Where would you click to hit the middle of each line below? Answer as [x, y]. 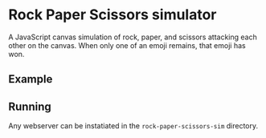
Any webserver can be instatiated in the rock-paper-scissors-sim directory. [133, 126]
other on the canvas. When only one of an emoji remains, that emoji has [127, 45]
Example [31, 79]
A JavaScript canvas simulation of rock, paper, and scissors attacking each [133, 37]
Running [30, 106]
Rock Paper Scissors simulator [113, 15]
